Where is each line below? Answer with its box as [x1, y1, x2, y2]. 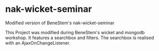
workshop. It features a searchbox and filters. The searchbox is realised [5, 35, 154, 41]
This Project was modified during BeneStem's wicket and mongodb [5, 29, 145, 35]
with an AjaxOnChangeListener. [5, 40, 70, 46]
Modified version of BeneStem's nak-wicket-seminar [5, 20, 115, 26]
